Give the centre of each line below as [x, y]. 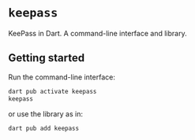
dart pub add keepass [44, 128]
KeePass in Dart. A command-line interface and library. [97, 33]
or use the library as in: [45, 114]
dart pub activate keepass [52, 91]
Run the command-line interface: [62, 77]
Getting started [47, 58]
